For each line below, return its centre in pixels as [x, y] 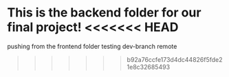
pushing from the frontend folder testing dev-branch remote [92, 46]
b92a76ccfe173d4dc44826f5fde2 [175, 59]
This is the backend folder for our [104, 13]
